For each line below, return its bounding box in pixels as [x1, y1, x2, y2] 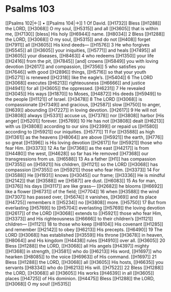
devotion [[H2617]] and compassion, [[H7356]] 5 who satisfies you [5, 63, 145, 70]
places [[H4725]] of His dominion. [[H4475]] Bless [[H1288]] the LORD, [5, 275, 155, 281]
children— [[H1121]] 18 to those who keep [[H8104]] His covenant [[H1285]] [5, 221, 163, 227]
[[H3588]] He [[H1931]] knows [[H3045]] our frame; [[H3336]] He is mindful [5, 172, 165, 178]
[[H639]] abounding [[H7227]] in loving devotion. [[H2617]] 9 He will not [5, 107, 157, 113]
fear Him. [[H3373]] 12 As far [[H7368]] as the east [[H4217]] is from [5, 145, 149, 151]
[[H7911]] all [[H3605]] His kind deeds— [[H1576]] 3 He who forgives [5, 41, 150, 48]
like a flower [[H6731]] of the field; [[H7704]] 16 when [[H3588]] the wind [5, 188, 159, 194]
